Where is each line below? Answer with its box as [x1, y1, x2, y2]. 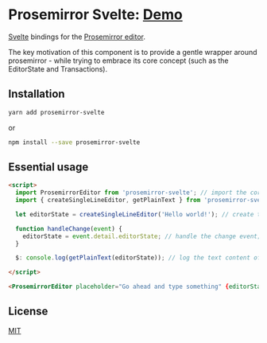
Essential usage [8, 160, 89, 173]
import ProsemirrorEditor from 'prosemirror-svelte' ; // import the [15, 189, 247, 197]
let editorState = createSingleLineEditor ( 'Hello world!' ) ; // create [15, 210, 254, 218]
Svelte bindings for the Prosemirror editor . [8, 32, 145, 41]
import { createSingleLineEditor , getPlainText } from [15, 197, 201, 205]
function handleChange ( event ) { [15, 224, 123, 232]
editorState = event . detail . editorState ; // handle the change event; [22, 232, 261, 240]
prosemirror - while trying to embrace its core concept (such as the [8, 56, 229, 65]
